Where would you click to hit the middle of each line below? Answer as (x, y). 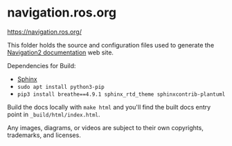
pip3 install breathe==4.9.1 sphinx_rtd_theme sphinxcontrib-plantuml (121, 94)
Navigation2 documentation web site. (61, 52)
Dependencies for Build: (42, 65)
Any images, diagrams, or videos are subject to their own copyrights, (106, 127)
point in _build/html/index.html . (54, 114)
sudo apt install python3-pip (61, 87)
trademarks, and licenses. (44, 135)
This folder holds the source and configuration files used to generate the (111, 45)
